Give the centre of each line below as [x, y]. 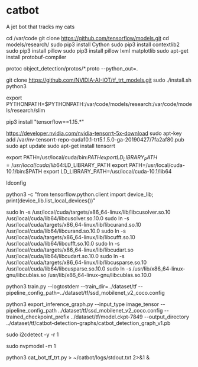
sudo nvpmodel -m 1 [31, 346]
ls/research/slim [26, 110]
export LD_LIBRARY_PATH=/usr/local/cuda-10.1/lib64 [108, 171]
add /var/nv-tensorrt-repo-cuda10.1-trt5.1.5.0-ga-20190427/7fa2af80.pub [95, 139]
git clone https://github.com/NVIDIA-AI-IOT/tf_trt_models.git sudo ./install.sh [99, 80]
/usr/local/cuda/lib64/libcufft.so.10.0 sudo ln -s [63, 243]
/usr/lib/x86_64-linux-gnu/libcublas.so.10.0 [100, 275]
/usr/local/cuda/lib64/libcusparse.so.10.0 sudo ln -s [69, 268]
